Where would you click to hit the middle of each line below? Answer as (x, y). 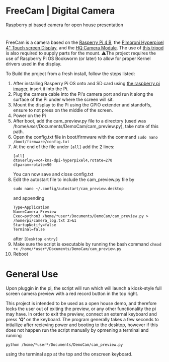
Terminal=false (29, 229)
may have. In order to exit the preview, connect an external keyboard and (81, 314)
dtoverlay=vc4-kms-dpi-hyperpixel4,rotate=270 (63, 161)
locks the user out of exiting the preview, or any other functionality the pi (81, 309)
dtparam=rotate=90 (32, 165)
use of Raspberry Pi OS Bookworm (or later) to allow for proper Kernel (78, 58)
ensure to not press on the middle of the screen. (63, 110)
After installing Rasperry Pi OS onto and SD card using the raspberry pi (87, 84)
